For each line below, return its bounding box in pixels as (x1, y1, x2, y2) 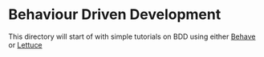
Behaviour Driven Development (8, 6, 221, 24)
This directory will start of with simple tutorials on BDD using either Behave (8, 32, 256, 41)
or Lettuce (8, 40, 43, 49)
